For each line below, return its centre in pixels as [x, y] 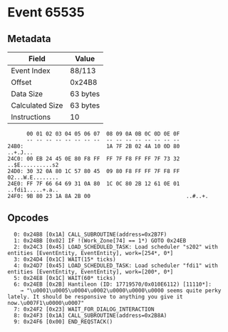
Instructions [31, 117]
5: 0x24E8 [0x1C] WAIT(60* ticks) [65, 278]
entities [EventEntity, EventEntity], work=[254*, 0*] [90, 253]
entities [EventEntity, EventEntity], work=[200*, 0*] [90, 271]
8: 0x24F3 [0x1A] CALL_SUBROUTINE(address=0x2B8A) [90, 315]
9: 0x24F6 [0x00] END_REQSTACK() [63, 321]
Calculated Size [37, 105]
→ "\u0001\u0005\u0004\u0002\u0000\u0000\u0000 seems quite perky [121, 290]
